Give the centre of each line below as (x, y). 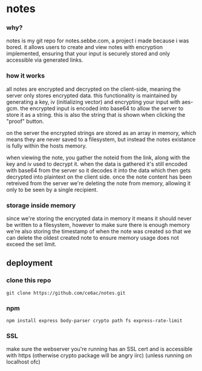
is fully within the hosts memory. (47, 146)
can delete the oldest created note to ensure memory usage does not (93, 238)
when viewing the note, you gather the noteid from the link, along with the (98, 157)
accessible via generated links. (45, 60)
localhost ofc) (23, 362)
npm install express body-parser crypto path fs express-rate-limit (94, 321)
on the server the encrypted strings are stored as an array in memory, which (101, 133)
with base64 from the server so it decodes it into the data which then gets (99, 170)
